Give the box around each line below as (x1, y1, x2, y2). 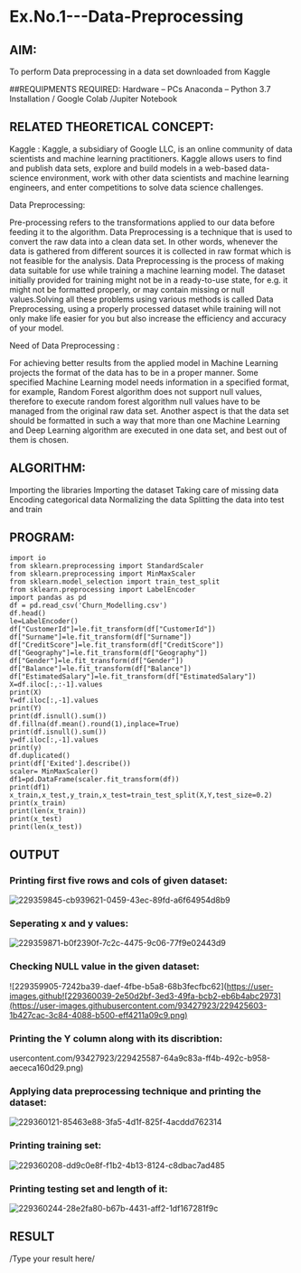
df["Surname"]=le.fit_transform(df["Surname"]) (9, 632, 193, 642)
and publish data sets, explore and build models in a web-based (9, 163, 249, 173)
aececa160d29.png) (9, 1062, 84, 1073)
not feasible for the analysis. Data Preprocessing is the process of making (9, 255, 285, 266)
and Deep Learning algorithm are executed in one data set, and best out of (9, 425, 287, 435)
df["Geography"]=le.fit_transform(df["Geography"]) (9, 649, 208, 658)
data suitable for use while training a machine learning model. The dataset (9, 265, 286, 276)
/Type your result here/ (9, 1253, 95, 1264)
